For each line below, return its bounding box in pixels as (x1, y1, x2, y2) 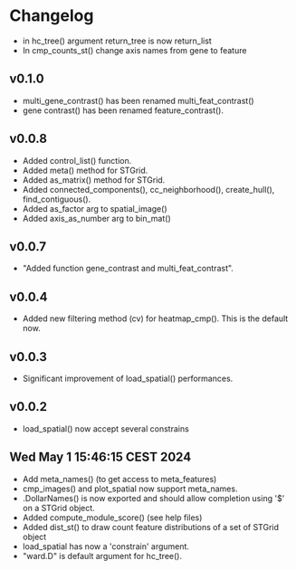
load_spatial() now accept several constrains (22, 423, 190, 434)
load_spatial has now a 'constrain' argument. (22, 540, 190, 552)
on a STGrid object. (22, 502, 95, 513)
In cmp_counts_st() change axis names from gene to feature (22, 44, 247, 55)
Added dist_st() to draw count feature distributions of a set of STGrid (22, 521, 279, 532)
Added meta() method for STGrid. (22, 165, 148, 176)
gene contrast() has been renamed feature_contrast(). (22, 105, 224, 116)
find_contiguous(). (22, 194, 91, 204)
